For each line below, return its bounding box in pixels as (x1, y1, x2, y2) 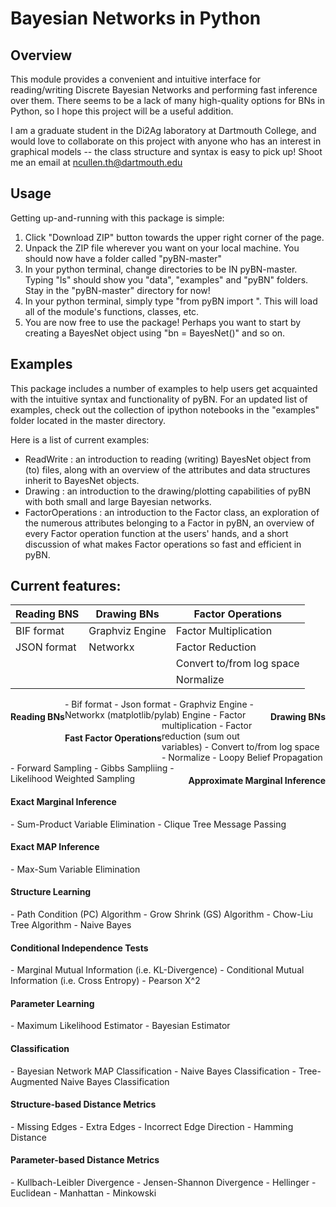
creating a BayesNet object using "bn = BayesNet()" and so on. (24, 327, 286, 339)
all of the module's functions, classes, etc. (24, 305, 200, 317)
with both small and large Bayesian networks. (24, 495, 212, 507)
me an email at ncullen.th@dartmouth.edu (10, 157, 183, 168)
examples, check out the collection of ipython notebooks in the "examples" (10, 403, 320, 416)
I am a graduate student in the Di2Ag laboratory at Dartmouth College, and (10, 125, 317, 136)
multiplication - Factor (161, 720, 253, 732)
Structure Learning (10, 886, 92, 898)
